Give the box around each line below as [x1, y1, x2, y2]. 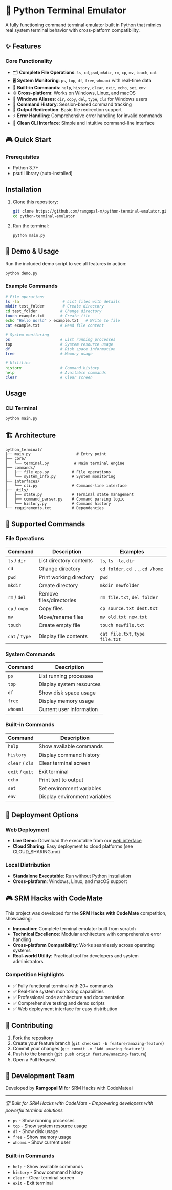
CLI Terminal [5, 405, 37, 412]
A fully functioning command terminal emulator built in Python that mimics [5, 22, 162, 28]
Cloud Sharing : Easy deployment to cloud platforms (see [12, 843, 133, 849]
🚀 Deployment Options [5, 811, 79, 819]
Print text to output [38, 776, 83, 783]
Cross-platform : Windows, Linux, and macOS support [12, 878, 127, 885]
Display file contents [38, 632, 88, 640]
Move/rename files [38, 613, 84, 620]
